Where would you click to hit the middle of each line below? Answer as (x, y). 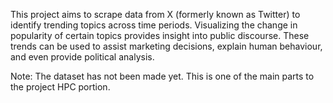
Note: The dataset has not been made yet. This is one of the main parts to (162, 76)
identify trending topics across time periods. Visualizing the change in (154, 25)
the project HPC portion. (60, 87)
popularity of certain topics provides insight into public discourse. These (160, 35)
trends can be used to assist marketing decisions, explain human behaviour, (166, 46)
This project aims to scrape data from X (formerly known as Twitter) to (155, 14)
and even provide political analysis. (82, 57)
